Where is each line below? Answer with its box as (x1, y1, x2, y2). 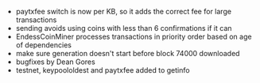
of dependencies (15, 40, 72, 50)
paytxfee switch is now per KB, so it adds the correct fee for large (15, 7, 232, 16)
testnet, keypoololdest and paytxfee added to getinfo (15, 66, 190, 74)
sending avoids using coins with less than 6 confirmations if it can (15, 24, 232, 32)
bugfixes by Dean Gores (15, 57, 95, 66)
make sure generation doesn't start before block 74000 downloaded (15, 49, 240, 58)
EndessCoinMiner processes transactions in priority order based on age (15, 32, 252, 41)
